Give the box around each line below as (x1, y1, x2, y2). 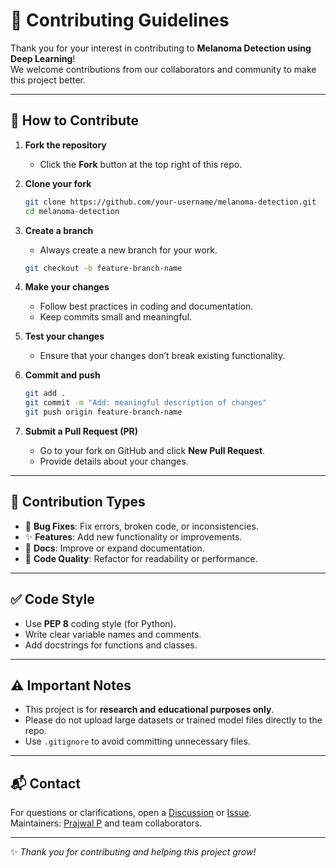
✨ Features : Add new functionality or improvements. (24, 530, 243, 543)
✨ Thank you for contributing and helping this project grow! (10, 846, 257, 858)
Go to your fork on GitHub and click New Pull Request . (39, 445, 266, 456)
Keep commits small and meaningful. (39, 311, 193, 323)
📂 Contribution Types (10, 494, 146, 511)
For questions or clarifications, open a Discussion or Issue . (10, 807, 252, 819)
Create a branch (24, 224, 94, 236)
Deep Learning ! (10, 52, 76, 64)
